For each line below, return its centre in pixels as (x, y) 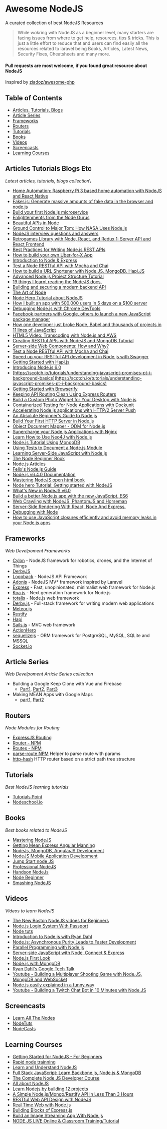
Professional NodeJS (34, 866)
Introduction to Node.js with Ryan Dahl (52, 936)
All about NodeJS (31, 1084)
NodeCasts (24, 1029)
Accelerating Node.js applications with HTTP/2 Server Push (74, 410)
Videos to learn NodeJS (30, 911)
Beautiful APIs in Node (36, 223)
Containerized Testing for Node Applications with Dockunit (73, 405)
